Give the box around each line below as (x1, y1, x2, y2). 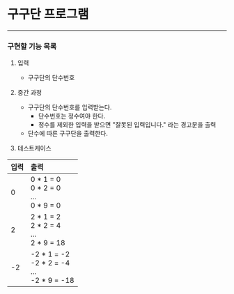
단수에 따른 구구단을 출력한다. (27, 130, 108, 138)
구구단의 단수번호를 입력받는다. (27, 103, 112, 111)
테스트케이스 (17, 144, 52, 153)
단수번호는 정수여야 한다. (38, 112, 106, 121)
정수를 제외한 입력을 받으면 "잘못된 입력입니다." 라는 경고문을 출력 (38, 121, 217, 129)
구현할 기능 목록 (7, 41, 57, 51)
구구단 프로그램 (7, 6, 89, 22)
